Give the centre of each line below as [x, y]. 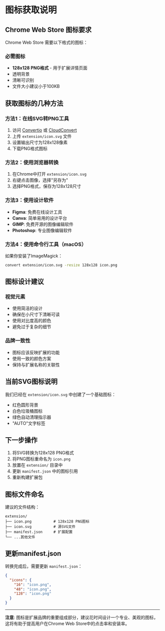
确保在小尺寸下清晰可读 [36, 315]
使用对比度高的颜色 [32, 321]
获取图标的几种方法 [34, 103]
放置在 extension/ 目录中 [37, 465]
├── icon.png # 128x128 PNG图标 [47, 522]
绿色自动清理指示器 [32, 417]
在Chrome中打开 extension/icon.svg [49, 174]
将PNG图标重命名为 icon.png [41, 459]
